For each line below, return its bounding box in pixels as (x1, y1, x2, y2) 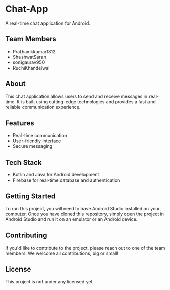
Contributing (5, 231, 47, 240)
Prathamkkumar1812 (12, 48, 56, 54)
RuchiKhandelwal (12, 64, 50, 71)
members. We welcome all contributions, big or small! (5, 250, 119, 256)
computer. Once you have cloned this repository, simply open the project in (5, 211, 164, 217)
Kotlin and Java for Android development (12, 172, 99, 178)
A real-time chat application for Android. (5, 20, 91, 26)
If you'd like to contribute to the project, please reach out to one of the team (5, 244, 165, 251)
